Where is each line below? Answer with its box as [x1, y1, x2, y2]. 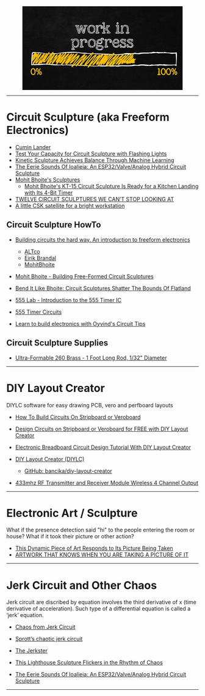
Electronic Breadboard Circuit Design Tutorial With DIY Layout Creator [15, 443, 191, 451]
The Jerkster [15, 647, 48, 654]
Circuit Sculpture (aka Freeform [6, 110, 170, 124]
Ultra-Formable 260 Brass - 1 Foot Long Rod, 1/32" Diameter [15, 354, 167, 361]
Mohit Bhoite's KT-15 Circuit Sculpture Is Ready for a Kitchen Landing [24, 182, 199, 190]
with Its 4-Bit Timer [24, 189, 73, 196]
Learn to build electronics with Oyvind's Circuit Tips [15, 320, 146, 327]
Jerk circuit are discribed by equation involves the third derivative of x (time [6, 599, 197, 606]
